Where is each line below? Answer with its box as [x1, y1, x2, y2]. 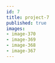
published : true [6, 20, 47, 26]
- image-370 [6, 31, 36, 37]
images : [6, 25, 26, 32]
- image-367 [6, 48, 36, 54]
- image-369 [6, 37, 36, 43]
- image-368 [6, 43, 36, 49]
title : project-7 [6, 14, 50, 20]
